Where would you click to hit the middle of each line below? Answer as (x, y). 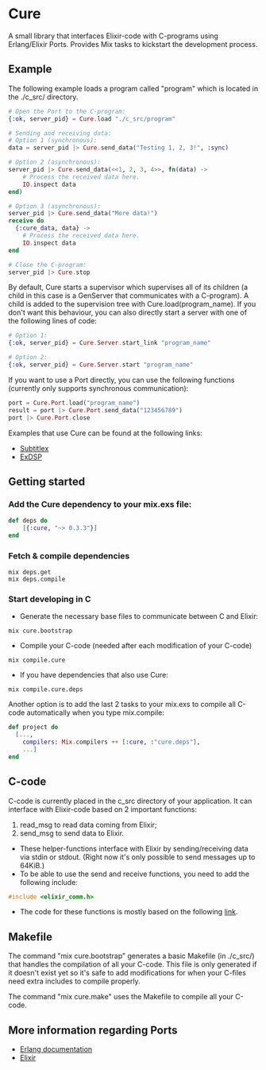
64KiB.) (32, 865)
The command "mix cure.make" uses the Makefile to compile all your (121, 997)
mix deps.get (30, 573)
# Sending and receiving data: (60, 133)
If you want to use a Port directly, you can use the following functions (121, 380)
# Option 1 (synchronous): (53, 141)
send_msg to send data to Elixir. (72, 833)
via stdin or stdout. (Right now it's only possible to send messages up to (137, 857)
